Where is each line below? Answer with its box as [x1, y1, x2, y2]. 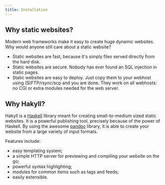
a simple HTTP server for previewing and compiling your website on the [12, 153, 160, 159]
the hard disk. [12, 59, 41, 65]
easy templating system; [12, 148, 63, 154]
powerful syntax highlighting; [12, 164, 73, 170]
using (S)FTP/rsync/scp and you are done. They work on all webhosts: [12, 80, 157, 86]
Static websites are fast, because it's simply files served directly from [12, 54, 155, 60]
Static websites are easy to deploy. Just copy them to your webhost [12, 75, 152, 81]
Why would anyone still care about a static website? [5, 44, 111, 50]
